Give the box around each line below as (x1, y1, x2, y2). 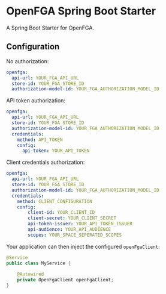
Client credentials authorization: (6, 158, 85, 166)
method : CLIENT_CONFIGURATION (17, 198, 93, 204)
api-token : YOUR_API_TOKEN (22, 148, 90, 154)
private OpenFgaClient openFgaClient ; (17, 277, 114, 283)
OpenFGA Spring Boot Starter (6, 4, 156, 18)
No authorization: (6, 57, 49, 64)
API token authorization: (6, 97, 66, 104)
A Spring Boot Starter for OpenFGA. (6, 24, 95, 31)
